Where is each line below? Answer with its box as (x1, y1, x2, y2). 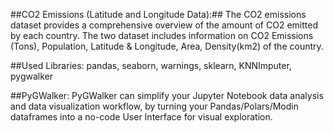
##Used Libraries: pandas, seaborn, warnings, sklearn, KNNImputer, (10, 60, 292, 71)
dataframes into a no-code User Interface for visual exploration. (10, 111, 273, 123)
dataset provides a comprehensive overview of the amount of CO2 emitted (10, 19, 318, 31)
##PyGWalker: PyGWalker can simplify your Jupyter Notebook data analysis (10, 90, 324, 101)
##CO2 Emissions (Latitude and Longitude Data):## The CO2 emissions (10, 9, 307, 20)
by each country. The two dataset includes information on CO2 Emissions (10, 30, 314, 41)
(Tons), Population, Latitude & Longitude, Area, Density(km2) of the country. (10, 40, 324, 52)
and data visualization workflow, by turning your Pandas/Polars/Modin (10, 100, 299, 112)
